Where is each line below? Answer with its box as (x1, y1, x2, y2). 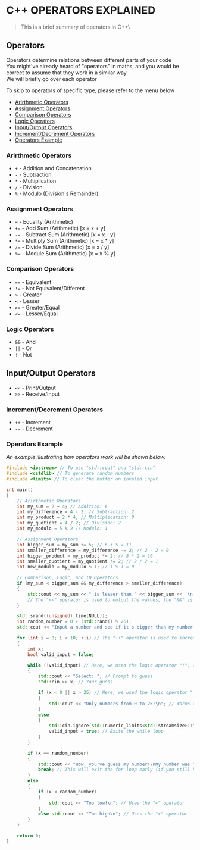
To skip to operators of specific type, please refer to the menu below (6, 87, 175, 94)
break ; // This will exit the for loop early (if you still (37, 767, 190, 773)
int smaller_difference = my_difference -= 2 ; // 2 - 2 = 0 (17, 547, 169, 554)
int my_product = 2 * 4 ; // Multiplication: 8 (17, 514, 135, 521)
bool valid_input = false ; (27, 651, 95, 658)
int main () (6, 486, 33, 493)
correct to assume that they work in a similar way (6, 69, 127, 76)
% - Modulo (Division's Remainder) (14, 190, 99, 197)
